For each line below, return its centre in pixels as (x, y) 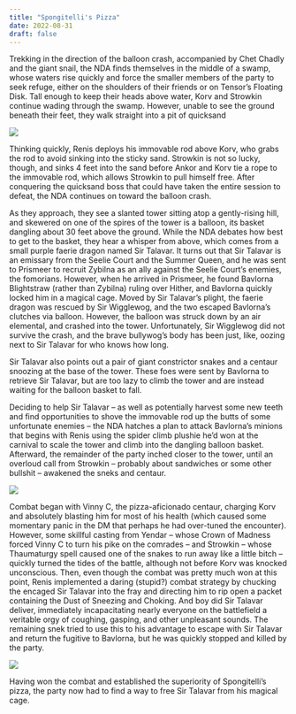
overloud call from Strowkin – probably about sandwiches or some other (140, 464)
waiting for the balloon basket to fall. (76, 390)
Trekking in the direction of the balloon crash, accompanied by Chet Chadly (147, 59)
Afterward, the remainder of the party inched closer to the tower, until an (141, 454)
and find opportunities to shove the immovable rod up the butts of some (140, 417)
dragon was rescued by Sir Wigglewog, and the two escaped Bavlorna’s (140, 307)
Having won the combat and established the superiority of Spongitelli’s (138, 681)
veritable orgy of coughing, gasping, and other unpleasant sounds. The (139, 619)
